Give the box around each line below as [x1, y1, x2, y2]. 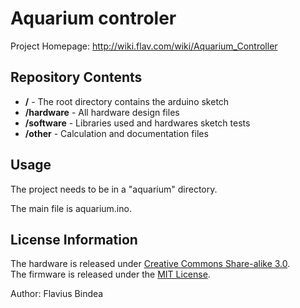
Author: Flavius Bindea [10, 288, 104, 300]
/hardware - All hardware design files [24, 106, 180, 118]
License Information [10, 231, 138, 248]
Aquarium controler [10, 7, 177, 30]
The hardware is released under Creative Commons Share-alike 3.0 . [10, 258, 291, 270]
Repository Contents [10, 69, 143, 86]
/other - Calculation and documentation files [24, 127, 209, 139]
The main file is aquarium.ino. [10, 202, 132, 214]
